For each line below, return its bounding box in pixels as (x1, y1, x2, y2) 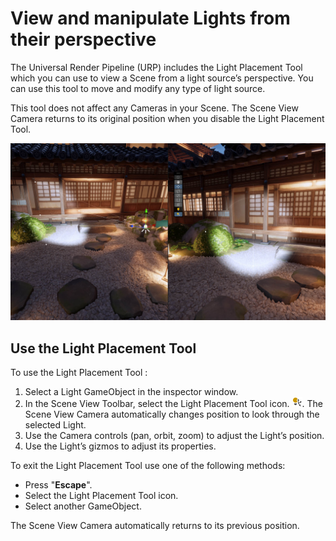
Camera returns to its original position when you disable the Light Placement (10, 112, 325, 124)
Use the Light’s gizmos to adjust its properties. (24, 440, 217, 452)
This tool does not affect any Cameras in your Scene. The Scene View (10, 102, 299, 114)
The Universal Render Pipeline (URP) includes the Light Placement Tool (10, 61, 303, 73)
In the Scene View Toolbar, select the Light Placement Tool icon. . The (24, 398, 324, 410)
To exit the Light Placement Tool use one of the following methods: (10, 460, 286, 472)
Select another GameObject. (24, 500, 142, 512)
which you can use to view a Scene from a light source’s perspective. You (10, 72, 314, 84)
